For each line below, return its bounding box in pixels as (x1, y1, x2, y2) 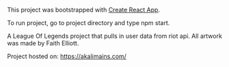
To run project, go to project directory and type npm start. (7, 19, 170, 26)
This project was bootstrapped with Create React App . (7, 6, 161, 14)
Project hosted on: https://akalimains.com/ (7, 52, 126, 60)
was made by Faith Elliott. (7, 39, 79, 47)
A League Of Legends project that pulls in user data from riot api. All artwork (7, 32, 222, 40)
